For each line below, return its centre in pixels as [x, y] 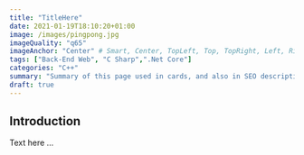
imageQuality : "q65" [48, 43]
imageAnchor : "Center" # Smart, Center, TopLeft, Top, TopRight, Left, [147, 51]
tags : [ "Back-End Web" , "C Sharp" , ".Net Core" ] [101, 59]
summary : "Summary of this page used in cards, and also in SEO [133, 77]
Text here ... [32, 143]
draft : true [32, 85]
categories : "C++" [44, 68]
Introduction [45, 121]
